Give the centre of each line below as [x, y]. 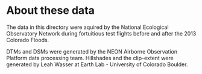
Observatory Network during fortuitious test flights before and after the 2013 [101, 33]
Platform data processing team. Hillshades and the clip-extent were [90, 58]
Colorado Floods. [28, 40]
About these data [51, 11]
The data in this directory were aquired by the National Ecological [87, 27]
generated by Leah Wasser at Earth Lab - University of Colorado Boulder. [97, 64]
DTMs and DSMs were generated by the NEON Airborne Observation [92, 51]
